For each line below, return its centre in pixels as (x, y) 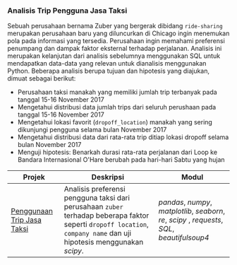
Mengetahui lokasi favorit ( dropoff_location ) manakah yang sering (115, 122)
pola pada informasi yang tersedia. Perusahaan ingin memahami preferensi (116, 41)
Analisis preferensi (95, 189)
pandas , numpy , (186, 202)
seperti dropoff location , (107, 225)
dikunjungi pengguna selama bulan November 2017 (92, 130)
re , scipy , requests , (191, 220)
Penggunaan (32, 211)
